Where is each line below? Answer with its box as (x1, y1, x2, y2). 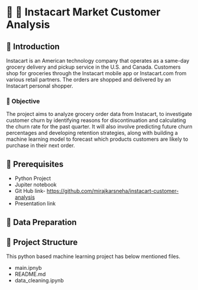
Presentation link (14, 200, 56, 207)
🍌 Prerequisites (6, 159, 64, 169)
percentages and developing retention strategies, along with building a (6, 130, 178, 137)
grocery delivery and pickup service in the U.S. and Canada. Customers (6, 63, 181, 70)
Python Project (14, 175, 51, 182)
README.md (14, 270, 46, 278)
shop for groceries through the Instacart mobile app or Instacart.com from (6, 70, 187, 76)
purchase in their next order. (6, 142, 75, 149)
